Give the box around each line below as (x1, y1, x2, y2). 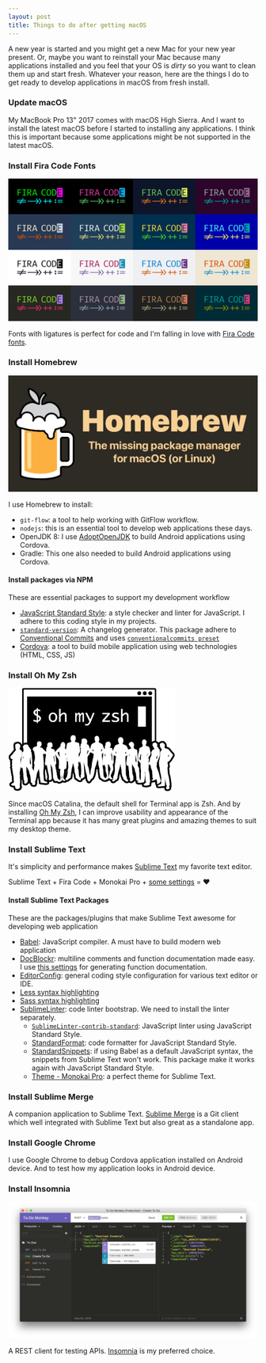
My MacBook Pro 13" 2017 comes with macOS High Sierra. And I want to (8, 115, 245, 124)
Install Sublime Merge (8, 1091, 94, 1102)
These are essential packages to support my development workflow (8, 592, 230, 602)
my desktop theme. (8, 824, 71, 834)
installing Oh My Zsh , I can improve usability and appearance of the (8, 807, 229, 817)
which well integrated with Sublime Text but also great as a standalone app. (8, 1117, 255, 1127)
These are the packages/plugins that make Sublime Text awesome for (8, 913, 236, 922)
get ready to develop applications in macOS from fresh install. (8, 78, 210, 87)
